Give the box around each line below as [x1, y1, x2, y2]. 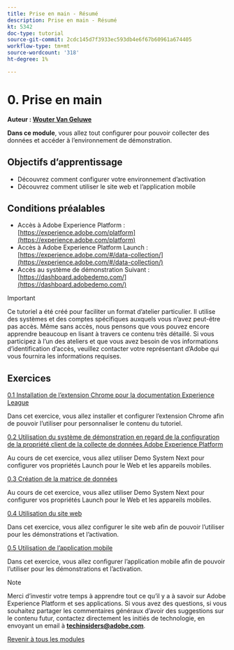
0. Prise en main [7, 92, 103, 108]
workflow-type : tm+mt [7, 43, 71, 50]
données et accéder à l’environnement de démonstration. [7, 136, 173, 144]
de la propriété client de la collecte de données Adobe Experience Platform [7, 440, 224, 449]
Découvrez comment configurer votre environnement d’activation [17, 175, 206, 183]
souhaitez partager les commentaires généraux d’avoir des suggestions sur [7, 607, 225, 615]
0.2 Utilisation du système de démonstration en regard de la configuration [7, 433, 220, 441]
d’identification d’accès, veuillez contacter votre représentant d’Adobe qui [7, 345, 220, 353]
